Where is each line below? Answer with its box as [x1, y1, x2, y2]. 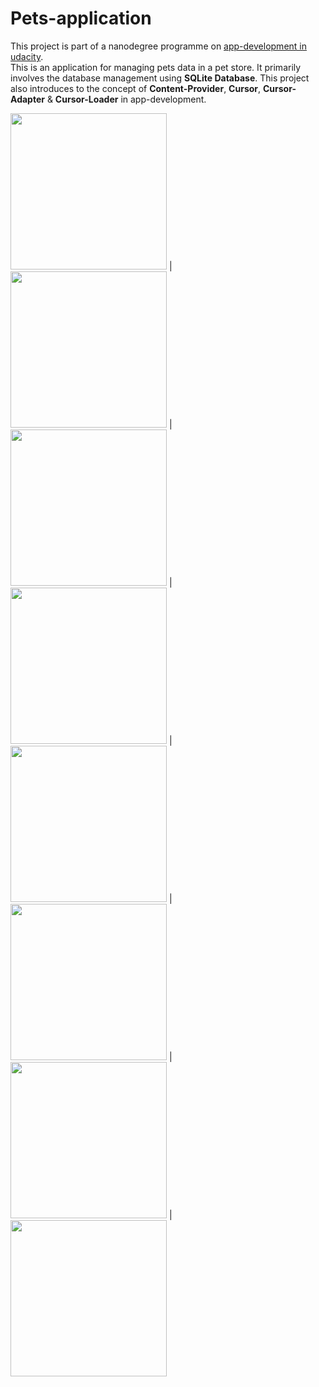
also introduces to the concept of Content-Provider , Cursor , [10, 82, 262, 94]
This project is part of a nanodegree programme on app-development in [10, 40, 307, 52]
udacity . [10, 50, 44, 62]
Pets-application [10, 7, 152, 30]
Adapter [10, 93, 45, 105]
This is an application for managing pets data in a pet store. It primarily [10, 61, 302, 73]
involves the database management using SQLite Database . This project [10, 72, 310, 84]
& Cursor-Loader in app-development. [46, 93, 207, 105]
